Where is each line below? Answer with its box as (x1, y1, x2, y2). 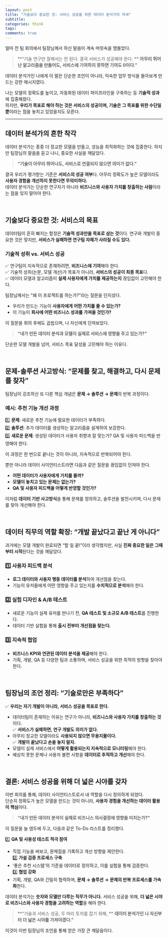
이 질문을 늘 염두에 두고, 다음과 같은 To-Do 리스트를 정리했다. (5, 825, 125, 831)
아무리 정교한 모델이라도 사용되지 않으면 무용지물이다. (12, 733, 117, 739)
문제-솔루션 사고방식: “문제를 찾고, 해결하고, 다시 (5, 367, 147, 376)
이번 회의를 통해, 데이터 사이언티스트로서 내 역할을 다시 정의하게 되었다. (5, 792, 144, 798)
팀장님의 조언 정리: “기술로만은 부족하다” (5, 689, 123, 697)
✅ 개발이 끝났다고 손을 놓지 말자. (12, 739, 76, 745)
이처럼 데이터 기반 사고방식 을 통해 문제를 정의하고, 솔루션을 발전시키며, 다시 (5, 496, 151, 502)
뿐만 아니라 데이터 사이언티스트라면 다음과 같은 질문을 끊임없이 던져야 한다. (5, 462, 151, 468)
